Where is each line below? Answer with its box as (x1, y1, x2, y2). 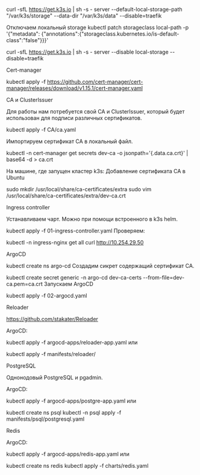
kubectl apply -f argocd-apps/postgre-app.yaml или (6, 397, 137, 404)
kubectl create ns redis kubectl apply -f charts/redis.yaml (6, 462, 149, 469)
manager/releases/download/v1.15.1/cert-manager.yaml (6, 84, 143, 92)
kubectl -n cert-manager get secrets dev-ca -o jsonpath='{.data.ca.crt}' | (6, 150, 189, 156)
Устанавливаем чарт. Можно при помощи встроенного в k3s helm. (6, 215, 178, 223)
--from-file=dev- (143, 274, 185, 281)
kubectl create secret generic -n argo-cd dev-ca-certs (6, 274, 142, 281)
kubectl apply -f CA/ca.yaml (6, 126, 77, 133)
